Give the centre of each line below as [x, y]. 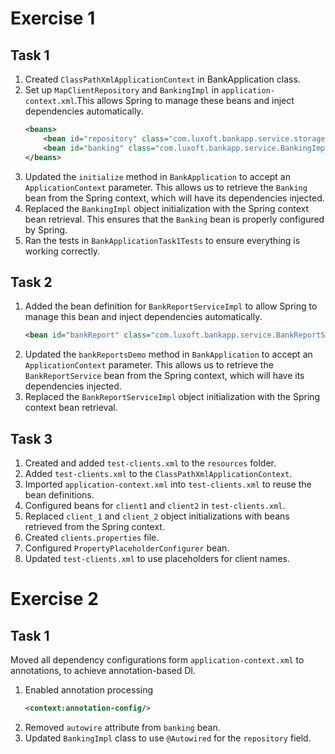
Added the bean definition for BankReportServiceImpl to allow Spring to [171, 306]
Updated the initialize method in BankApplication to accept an [157, 176]
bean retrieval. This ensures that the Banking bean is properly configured [174, 219]
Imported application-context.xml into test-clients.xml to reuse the [168, 484]
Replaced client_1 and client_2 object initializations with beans [157, 516]
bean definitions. [59, 495]
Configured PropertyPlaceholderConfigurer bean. [127, 548]
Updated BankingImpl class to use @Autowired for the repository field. [168, 738]
